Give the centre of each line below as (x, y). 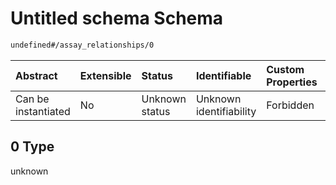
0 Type (32, 147)
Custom (285, 69)
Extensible (105, 75)
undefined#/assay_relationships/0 (82, 45)
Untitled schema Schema (117, 18)
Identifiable (223, 75)
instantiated (43, 111)
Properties (292, 82)
